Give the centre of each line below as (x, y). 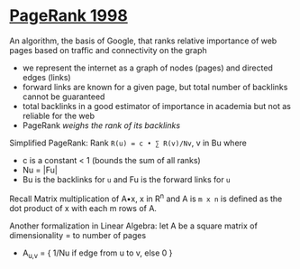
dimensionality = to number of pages (78, 235)
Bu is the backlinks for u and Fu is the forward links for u (127, 179)
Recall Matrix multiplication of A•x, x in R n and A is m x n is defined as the (146, 198)
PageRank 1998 (68, 16)
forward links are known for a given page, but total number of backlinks (155, 87)
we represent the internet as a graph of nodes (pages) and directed (147, 68)
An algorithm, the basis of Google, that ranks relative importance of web (143, 41)
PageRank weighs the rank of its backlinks (101, 125)
